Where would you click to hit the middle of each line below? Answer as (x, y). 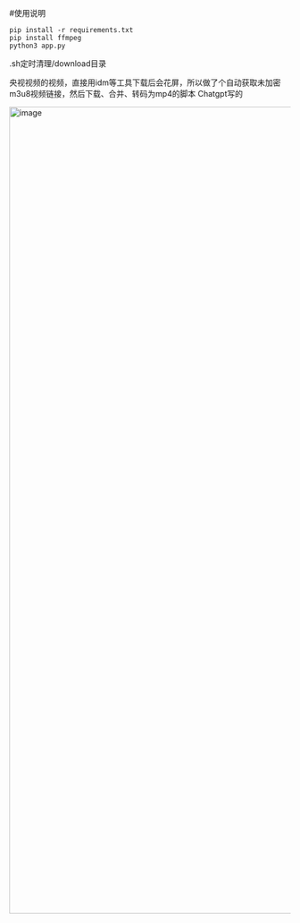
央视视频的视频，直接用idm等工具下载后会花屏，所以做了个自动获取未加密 (145, 82)
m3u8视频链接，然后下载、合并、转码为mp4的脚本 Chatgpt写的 (126, 94)
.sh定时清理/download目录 (58, 64)
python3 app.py (37, 46)
